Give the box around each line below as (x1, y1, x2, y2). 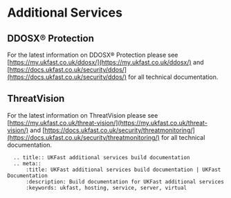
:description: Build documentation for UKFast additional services (25, 178, 225, 185)
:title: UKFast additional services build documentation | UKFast (25, 166, 221, 173)
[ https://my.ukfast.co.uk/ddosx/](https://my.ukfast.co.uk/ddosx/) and (7, 58, 204, 66)
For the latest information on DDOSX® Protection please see (7, 51, 178, 59)
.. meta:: (13, 160, 41, 167)
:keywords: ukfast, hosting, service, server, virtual (25, 184, 187, 191)
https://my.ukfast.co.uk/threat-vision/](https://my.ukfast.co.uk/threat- (9, 118, 207, 127)
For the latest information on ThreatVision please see (7, 111, 158, 119)
